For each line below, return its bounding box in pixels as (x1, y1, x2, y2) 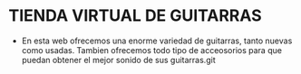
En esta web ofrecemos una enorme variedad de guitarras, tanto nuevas (21, 35, 293, 46)
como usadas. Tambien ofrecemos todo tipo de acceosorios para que (21, 44, 283, 55)
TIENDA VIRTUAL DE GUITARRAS (8, 5, 262, 26)
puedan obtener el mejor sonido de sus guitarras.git (21, 54, 216, 65)
